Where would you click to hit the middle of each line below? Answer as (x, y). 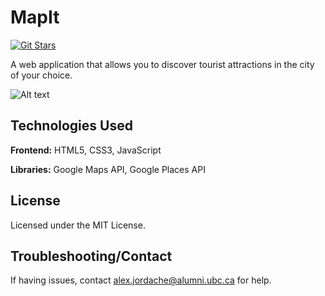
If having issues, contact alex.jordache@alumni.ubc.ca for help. (141, 280)
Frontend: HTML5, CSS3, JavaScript (86, 150)
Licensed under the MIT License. (78, 225)
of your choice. (41, 75)
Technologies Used (71, 126)
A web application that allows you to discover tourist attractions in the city (162, 64)
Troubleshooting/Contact (91, 256)
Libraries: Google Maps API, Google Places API (108, 169)
